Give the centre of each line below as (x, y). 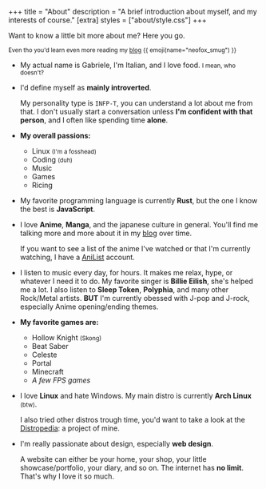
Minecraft (48, 372)
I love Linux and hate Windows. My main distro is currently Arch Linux (135, 396)
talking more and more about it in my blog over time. (106, 233)
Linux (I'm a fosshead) (64, 151)
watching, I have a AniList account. (77, 257)
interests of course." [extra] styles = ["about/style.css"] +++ (107, 20)
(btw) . (28, 404)
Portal (42, 363)
